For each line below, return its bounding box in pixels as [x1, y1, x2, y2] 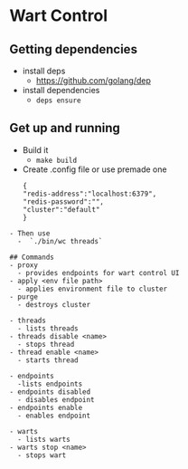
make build [35, 156, 78, 165]
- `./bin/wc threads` [17, 236, 103, 245]
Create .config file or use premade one [22, 164, 167, 175]
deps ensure [35, 96, 81, 105]
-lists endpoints [17, 379, 83, 388]
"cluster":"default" [22, 205, 100, 214]
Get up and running [9, 120, 120, 136]
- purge [9, 292, 39, 301]
